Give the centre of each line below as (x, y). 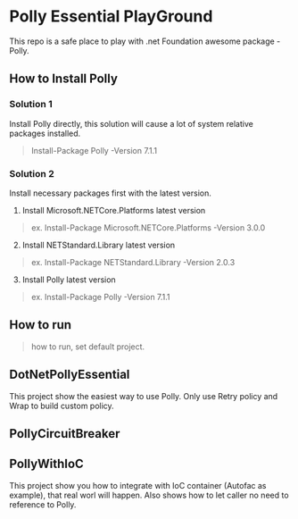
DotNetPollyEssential (70, 375)
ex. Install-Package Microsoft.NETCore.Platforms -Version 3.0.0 (148, 227)
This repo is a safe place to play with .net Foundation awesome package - (145, 41)
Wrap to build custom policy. (62, 406)
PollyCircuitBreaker (65, 434)
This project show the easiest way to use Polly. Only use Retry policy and (144, 396)
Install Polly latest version (69, 280)
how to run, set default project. (88, 347)
